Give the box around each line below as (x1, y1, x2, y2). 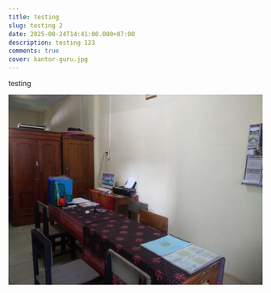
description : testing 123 (8, 39, 95, 47)
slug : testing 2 (8, 21, 63, 30)
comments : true (8, 47, 60, 56)
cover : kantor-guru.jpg (8, 56, 89, 64)
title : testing (8, 13, 60, 21)
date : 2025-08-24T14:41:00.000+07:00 (8, 30, 135, 38)
